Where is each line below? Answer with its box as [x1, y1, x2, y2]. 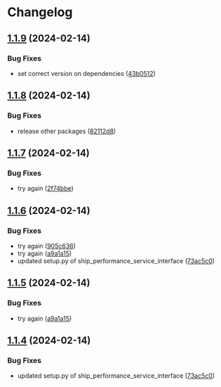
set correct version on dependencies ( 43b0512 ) [17, 69, 156, 77]
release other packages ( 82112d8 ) [17, 127, 116, 135]
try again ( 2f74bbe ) [17, 184, 74, 193]
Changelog [7, 4, 73, 20]
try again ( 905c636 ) [17, 241, 76, 250]
